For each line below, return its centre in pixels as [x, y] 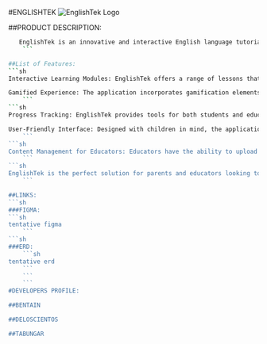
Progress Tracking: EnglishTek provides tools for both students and [126, 115]
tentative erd [32, 262]
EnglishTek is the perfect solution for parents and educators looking [129, 174]
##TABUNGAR [26, 334]
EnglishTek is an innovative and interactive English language [126, 42]
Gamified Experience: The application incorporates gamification [118, 93]
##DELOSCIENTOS [33, 319]
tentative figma [35, 225]
